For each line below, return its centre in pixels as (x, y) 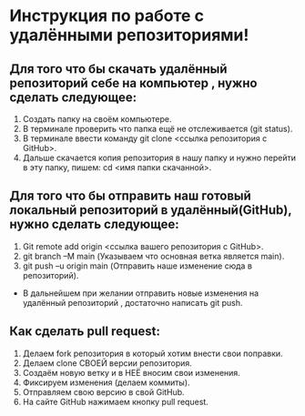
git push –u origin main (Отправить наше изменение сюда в (137, 266)
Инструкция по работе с (107, 16)
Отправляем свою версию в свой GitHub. (103, 391)
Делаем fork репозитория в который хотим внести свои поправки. (153, 353)
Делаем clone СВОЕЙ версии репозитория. (107, 363)
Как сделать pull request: (85, 332)
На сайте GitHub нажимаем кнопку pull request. (116, 401)
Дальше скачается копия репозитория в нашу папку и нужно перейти (159, 157)
